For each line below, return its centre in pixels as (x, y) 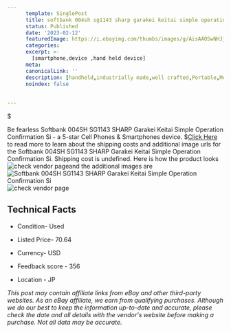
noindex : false (47, 84)
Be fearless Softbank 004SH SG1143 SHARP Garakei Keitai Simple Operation (115, 129)
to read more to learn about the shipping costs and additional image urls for (114, 144)
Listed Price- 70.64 (44, 239)
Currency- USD (39, 253)
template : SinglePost (56, 13)
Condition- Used (41, 226)
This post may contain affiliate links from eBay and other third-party (104, 292)
